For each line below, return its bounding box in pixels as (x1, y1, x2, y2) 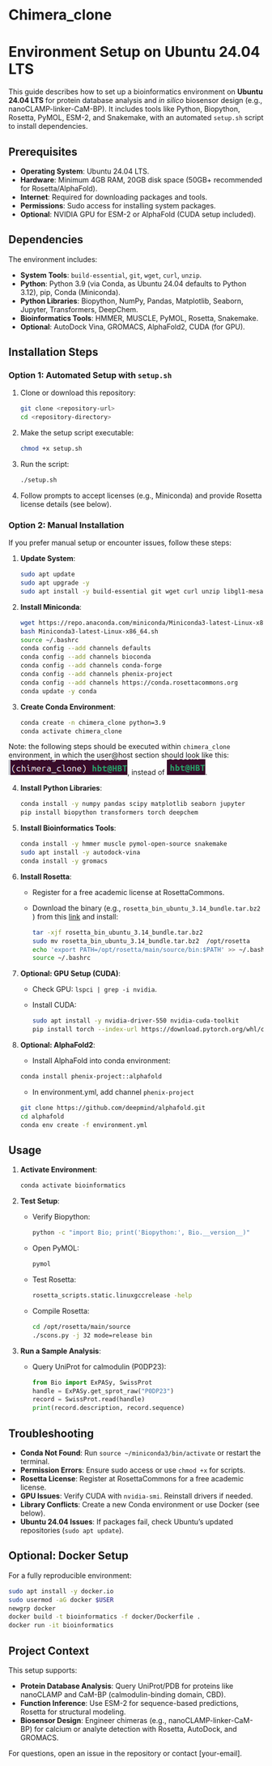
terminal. (19, 1456, 50, 1466)
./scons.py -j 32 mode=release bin (32, 1331, 152, 1340)
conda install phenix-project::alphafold (19, 1073, 162, 1081)
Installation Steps (8, 345, 99, 359)
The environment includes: (8, 254, 98, 264)
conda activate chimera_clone (19, 727, 123, 735)
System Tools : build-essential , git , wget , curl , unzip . (19, 270, 202, 280)
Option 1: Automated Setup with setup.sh (8, 370, 172, 381)
